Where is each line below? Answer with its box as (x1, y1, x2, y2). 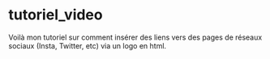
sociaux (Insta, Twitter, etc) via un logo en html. (8, 40, 167, 50)
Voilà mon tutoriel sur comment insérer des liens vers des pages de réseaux (8, 32, 263, 42)
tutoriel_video (8, 6, 103, 24)
